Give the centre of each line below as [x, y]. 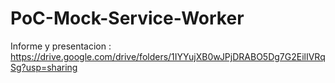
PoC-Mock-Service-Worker [127, 18]
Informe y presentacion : [61, 46]
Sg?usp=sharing [44, 67]
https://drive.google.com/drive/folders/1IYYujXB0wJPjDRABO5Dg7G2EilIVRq [168, 56]
